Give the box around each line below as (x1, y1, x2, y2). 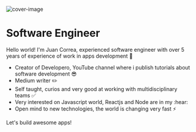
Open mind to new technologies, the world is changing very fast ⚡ (14, 105, 176, 112)
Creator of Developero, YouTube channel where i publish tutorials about (14, 64, 190, 71)
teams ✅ (14, 92, 36, 99)
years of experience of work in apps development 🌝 (6, 52, 133, 59)
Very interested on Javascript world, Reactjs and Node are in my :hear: (14, 98, 188, 105)
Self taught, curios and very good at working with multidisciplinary (14, 85, 178, 92)
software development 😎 (14, 70, 77, 77)
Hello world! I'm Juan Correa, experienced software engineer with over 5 (6, 46, 185, 53)
